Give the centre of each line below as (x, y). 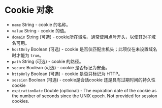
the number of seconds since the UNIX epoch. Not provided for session (84, 96)
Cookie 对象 (29, 10)
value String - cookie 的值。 (40, 30)
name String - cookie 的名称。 (41, 25)
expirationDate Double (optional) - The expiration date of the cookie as (84, 90)
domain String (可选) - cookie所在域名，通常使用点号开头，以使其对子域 (84, 37)
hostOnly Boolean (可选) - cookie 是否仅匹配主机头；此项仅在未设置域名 (84, 49)
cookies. (20, 101)
